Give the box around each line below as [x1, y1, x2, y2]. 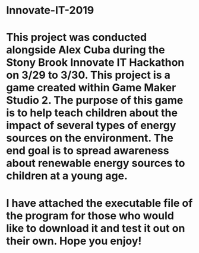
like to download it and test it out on [6, 222, 185, 235]
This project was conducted [6, 31, 147, 44]
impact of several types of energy [6, 119, 176, 132]
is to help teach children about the [6, 106, 178, 120]
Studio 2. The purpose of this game [6, 94, 184, 107]
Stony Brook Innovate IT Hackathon [6, 56, 185, 69]
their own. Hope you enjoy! [6, 234, 142, 248]
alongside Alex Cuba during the [6, 43, 165, 57]
